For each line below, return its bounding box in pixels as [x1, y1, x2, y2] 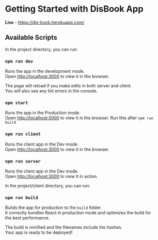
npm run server [5, 159, 41, 164]
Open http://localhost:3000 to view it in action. [5, 173, 98, 179]
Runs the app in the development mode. [5, 68, 85, 74]
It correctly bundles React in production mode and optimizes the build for [5, 210, 151, 216]
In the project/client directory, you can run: [5, 183, 91, 189]
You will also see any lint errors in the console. [5, 88, 98, 94]
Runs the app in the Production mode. [5, 110, 81, 116]
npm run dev [5, 58, 33, 64]
